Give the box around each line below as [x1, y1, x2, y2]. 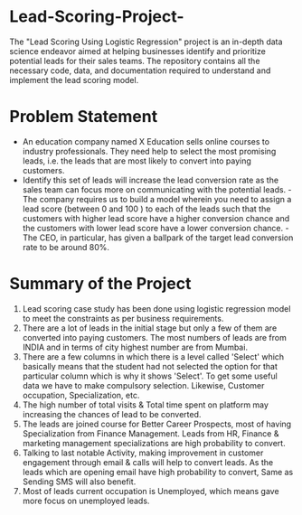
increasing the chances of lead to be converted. [22, 408, 202, 419]
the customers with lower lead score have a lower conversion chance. [22, 222, 284, 233]
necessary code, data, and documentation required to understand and [9, 65, 271, 76]
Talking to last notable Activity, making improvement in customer [22, 447, 264, 458]
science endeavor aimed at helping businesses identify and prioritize [9, 45, 267, 56]
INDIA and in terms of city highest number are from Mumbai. [22, 342, 249, 352]
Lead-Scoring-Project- [9, 6, 184, 27]
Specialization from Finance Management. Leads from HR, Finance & [22, 427, 279, 439]
